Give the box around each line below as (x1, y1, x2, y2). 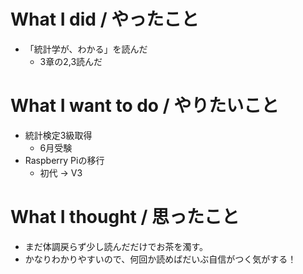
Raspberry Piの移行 (24, 154, 105, 166)
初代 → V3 (39, 166, 83, 179)
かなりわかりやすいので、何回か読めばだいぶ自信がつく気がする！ (24, 253, 297, 265)
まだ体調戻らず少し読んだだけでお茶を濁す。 (24, 240, 209, 252)
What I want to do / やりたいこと (10, 95, 280, 117)
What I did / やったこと (10, 8, 200, 31)
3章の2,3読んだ (39, 55, 103, 67)
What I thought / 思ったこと (10, 206, 240, 229)
